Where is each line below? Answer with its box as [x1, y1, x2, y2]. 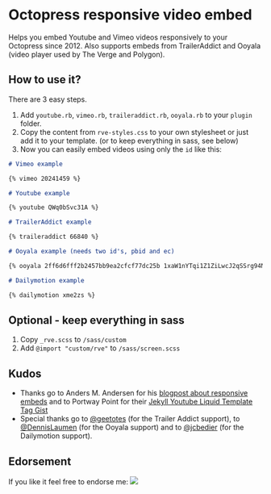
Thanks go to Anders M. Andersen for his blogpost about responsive [19, 388, 248, 398]
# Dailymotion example [8, 276, 85, 284]
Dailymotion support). [19, 431, 93, 441]
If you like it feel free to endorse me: [8, 476, 129, 486]
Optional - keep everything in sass [8, 313, 186, 327]
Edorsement [8, 454, 72, 468]
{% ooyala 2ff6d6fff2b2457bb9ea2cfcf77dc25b [8, 262, 161, 270]
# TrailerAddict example [8, 218, 92, 227]
